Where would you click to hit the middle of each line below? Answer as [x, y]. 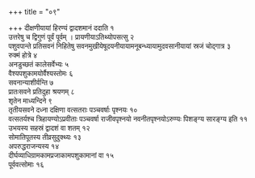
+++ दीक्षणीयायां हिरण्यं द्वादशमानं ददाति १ [61, 28]
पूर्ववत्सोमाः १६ [26, 164]
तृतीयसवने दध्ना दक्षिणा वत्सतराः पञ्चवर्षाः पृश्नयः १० [73, 110]
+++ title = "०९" [34, 12]
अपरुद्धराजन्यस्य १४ [34, 146]
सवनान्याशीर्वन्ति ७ [31, 83]
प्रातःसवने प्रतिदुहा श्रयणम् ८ [42, 91]
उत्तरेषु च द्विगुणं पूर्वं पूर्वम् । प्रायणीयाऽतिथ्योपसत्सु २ [71, 37]
